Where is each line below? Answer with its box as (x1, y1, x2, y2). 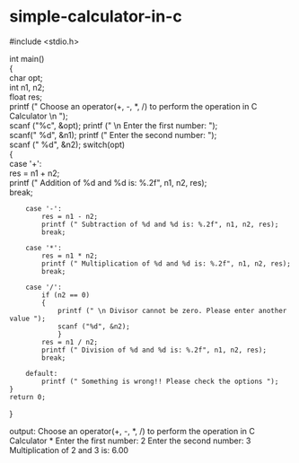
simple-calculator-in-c (9, 6, 182, 27)
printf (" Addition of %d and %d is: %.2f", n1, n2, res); (9, 177, 207, 188)
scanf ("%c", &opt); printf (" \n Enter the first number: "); (9, 119, 218, 131)
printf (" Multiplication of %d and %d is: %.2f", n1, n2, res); (41, 258, 292, 268)
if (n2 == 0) (41, 290, 91, 300)
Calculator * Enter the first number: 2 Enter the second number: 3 (9, 435, 251, 446)
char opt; (9, 72, 43, 83)
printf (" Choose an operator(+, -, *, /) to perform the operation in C (9, 100, 258, 111)
